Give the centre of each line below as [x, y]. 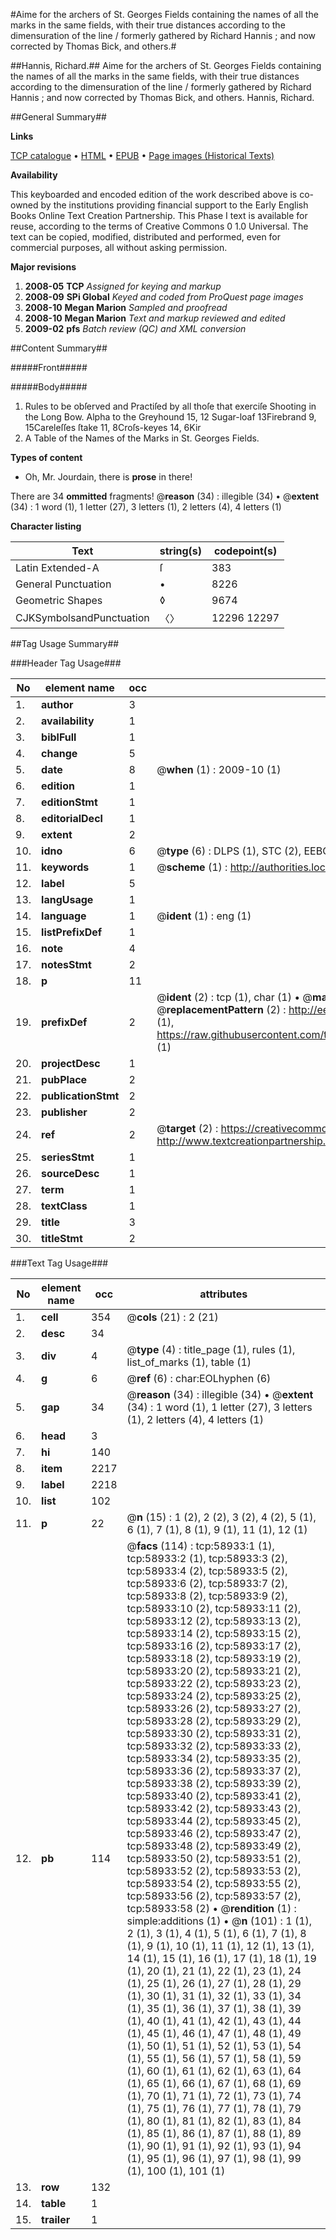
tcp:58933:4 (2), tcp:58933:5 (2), [207, 1571]
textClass [64, 1206]
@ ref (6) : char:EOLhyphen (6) [199, 1378]
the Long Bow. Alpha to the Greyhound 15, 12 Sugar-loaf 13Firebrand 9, [170, 417]
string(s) [181, 551]
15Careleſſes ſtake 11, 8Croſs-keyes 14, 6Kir [113, 427]
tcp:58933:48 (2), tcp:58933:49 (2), [214, 1846]
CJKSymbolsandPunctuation [82, 617]
